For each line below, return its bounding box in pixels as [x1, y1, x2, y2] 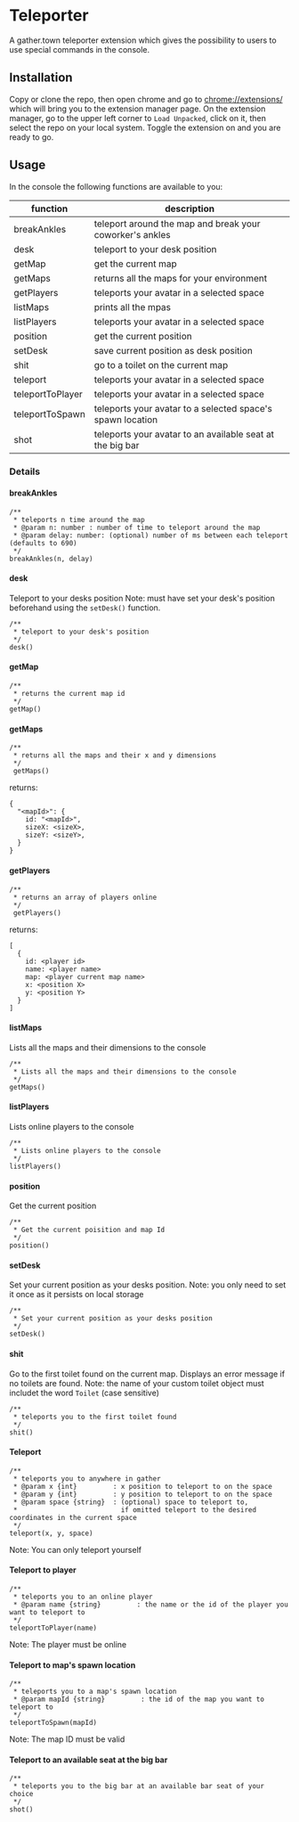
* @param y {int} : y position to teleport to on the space [12, 1490, 273, 1499]
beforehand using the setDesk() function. [9, 602, 161, 613]
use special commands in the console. [9, 44, 150, 54]
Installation [9, 70, 73, 86]
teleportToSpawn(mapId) [9, 1719, 98, 1728]
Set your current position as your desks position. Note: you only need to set [9, 1279, 287, 1290]
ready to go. [9, 131, 54, 143]
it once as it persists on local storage [9, 1289, 144, 1300]
